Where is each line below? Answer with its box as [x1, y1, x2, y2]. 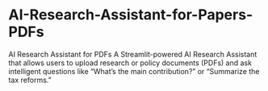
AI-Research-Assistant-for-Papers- [8, 6, 253, 24]
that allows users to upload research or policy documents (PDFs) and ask [8, 58, 253, 68]
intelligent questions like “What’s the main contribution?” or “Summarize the [8, 66, 260, 76]
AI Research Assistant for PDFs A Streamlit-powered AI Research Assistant [8, 49, 258, 59]
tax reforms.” [8, 75, 52, 85]
